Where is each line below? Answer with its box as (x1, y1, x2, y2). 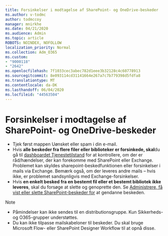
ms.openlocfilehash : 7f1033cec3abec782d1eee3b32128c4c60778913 (5, 69, 141, 74)
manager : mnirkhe (5, 21, 42, 27)
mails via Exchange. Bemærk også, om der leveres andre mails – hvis (12, 168, 156, 174)
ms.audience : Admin (5, 31, 46, 36)
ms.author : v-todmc (5, 12, 46, 17)
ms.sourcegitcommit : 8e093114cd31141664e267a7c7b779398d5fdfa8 (5, 73, 141, 78)
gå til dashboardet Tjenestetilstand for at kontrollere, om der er (12, 152, 143, 158)
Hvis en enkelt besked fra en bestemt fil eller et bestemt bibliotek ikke (12, 179, 161, 185)
